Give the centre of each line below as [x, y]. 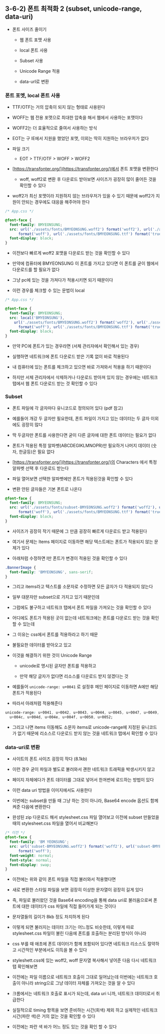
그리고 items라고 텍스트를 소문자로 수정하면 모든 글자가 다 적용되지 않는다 [82, 587]
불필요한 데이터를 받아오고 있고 [42, 645]
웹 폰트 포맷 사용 [35, 40]
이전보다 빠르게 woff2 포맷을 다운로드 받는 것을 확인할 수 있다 [71, 253]
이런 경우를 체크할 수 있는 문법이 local [48, 290]
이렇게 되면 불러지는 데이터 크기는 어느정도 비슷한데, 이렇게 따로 [73, 927]
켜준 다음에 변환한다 [31, 807]
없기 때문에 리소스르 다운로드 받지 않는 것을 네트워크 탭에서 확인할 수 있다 [88, 733]
